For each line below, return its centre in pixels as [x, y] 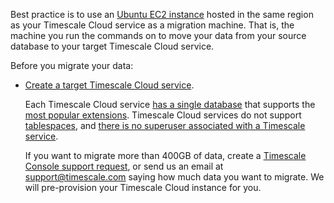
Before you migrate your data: [72, 65]
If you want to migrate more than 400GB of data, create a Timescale [165, 155]
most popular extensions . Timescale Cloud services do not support [163, 115]
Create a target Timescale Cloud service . [109, 85]
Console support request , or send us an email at [124, 166]
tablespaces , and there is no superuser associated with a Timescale [165, 125]
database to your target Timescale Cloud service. [112, 46]
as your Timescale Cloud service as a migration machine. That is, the [152, 25]
